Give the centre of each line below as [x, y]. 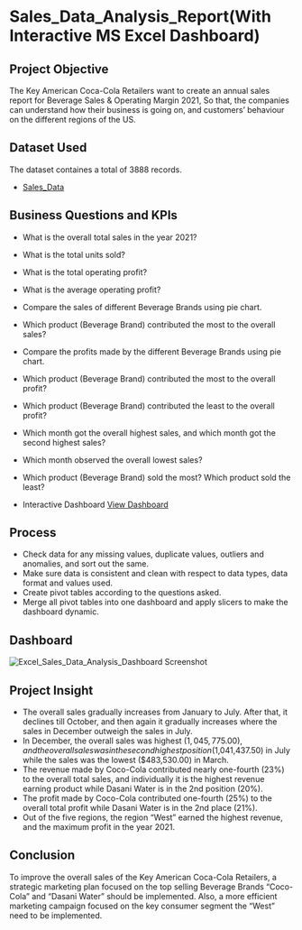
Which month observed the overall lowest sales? [112, 460]
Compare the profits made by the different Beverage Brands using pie [152, 351]
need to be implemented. [56, 915]
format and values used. [67, 583]
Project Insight [51, 691]
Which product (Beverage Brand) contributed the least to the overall [148, 405]
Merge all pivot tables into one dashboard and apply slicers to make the [155, 603]
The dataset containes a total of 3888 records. [96, 170]
